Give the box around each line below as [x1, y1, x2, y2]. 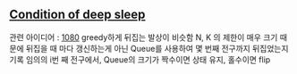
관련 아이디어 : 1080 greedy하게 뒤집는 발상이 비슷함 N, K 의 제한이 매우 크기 [9, 31, 278, 43]
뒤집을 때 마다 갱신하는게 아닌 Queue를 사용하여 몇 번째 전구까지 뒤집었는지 [25, 43, 289, 53]
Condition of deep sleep [9, 7, 146, 22]
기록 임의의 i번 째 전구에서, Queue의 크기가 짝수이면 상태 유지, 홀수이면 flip [9, 53, 271, 65]
